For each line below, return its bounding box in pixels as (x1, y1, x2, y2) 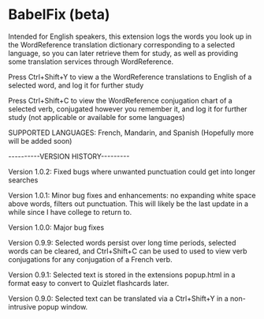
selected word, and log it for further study (8, 81, 144, 90)
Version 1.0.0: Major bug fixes (8, 223, 105, 232)
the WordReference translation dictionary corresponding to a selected (8, 39, 235, 49)
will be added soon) (8, 136, 73, 145)
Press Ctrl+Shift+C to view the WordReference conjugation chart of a (8, 96, 232, 105)
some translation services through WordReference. (8, 57, 174, 66)
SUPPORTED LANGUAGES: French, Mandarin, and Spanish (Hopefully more (8, 128, 255, 137)
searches (8, 175, 39, 185)
